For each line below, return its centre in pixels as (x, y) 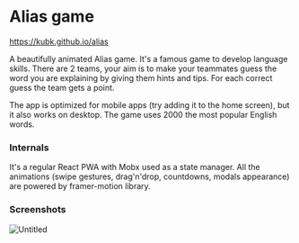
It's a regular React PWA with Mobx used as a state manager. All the (135, 167)
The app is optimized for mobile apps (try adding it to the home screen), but (149, 104)
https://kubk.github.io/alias (59, 41)
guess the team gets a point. (62, 87)
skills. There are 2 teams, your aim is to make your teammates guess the (143, 68)
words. (22, 124)
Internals (29, 148)
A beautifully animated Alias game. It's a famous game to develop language (149, 58)
